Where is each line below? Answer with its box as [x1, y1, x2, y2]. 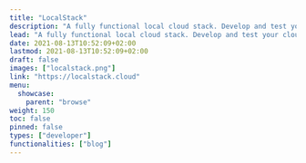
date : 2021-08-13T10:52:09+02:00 [9, 38, 137, 48]
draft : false [9, 55, 59, 64]
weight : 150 [9, 106, 55, 115]
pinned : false [9, 123, 64, 132]
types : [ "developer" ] [9, 131, 92, 140]
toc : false [9, 114, 51, 123]
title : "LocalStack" [9, 13, 88, 23]
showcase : [17, 89, 55, 98]
